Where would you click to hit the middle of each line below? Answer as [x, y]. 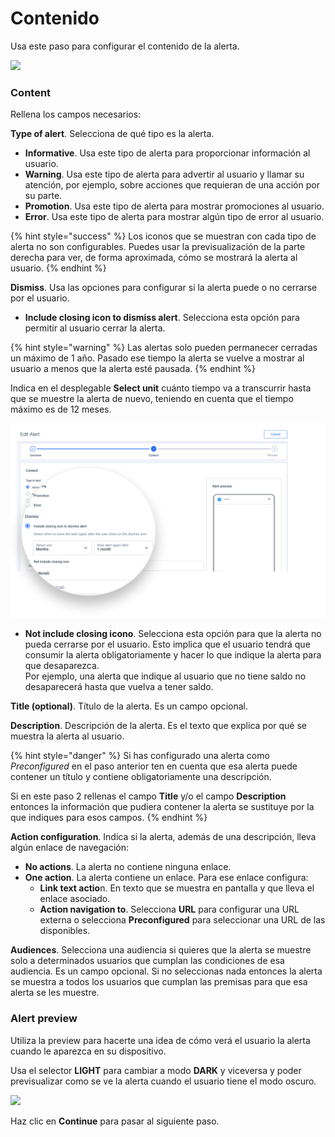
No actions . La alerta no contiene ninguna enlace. [128, 867]
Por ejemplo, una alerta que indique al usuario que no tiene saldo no [165, 676]
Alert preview [44, 1019]
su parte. [43, 196]
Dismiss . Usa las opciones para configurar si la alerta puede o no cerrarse [164, 288]
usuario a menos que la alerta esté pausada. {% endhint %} [133, 369]
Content [31, 92]
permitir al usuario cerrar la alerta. [95, 328]
